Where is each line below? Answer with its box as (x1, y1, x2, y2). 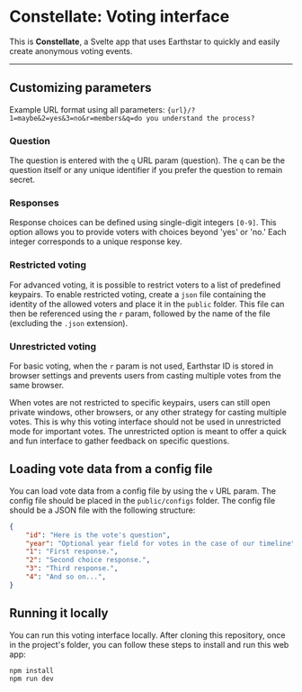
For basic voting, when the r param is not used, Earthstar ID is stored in (9, 360, 274, 371)
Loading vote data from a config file (9, 461, 213, 477)
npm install (9, 666, 54, 675)
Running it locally (9, 605, 109, 621)
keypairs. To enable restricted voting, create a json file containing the (9, 288, 267, 299)
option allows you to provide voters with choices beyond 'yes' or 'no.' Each (9, 227, 287, 238)
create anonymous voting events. (9, 45, 133, 56)
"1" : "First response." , (25, 547, 119, 556)
